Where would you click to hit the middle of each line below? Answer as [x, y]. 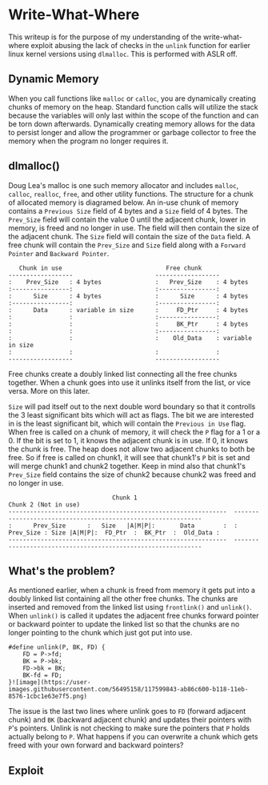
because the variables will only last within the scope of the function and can [134, 115]
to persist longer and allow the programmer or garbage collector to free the [132, 132]
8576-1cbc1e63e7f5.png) [48, 697]
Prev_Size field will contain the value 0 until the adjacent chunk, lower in [127, 219]
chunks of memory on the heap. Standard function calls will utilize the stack [133, 106]
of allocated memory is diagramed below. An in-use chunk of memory [124, 202]
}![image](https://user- [50, 683]
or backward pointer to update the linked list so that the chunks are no [124, 624]
